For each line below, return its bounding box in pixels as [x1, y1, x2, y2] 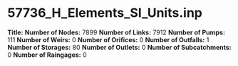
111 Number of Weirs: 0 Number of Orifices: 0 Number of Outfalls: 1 [7, 35, 209, 44]
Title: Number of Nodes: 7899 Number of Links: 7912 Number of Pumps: [7, 28, 226, 37]
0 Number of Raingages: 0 [7, 51, 87, 59]
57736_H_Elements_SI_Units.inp [7, 5, 203, 21]
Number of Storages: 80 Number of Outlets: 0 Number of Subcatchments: [7, 43, 232, 51]
